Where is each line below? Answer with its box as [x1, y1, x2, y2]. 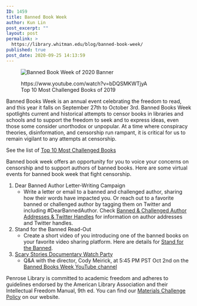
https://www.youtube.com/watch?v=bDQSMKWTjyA [21, 80, 148, 87]
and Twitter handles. [23, 219, 74, 227]
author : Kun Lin [6, 19, 46, 25]
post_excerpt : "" [6, 25, 49, 31]
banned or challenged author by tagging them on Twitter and [23, 201, 172, 208]
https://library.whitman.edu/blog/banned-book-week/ [11, 42, 143, 48]
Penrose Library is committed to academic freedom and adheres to [6, 274, 169, 281]
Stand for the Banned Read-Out [14, 225, 92, 232]
